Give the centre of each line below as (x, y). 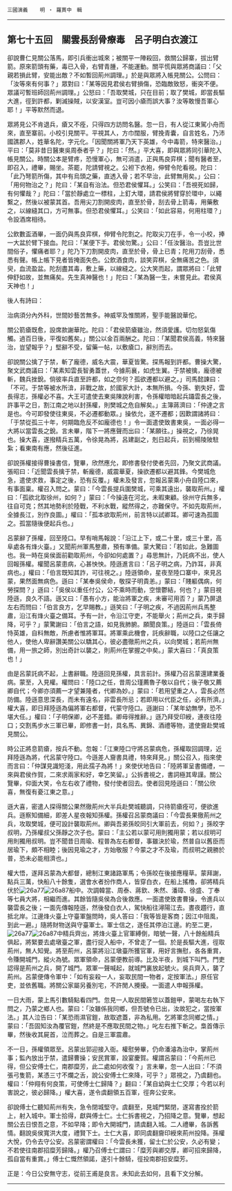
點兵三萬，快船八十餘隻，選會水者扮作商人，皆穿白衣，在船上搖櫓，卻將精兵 (116, 882)
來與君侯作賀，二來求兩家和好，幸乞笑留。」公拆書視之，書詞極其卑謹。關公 (115, 774)
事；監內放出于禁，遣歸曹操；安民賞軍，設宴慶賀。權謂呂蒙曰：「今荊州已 (112, 1058)
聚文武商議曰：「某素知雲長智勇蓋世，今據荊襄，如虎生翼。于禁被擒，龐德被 (115, 370)
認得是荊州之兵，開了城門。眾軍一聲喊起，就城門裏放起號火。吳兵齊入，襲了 (116, 968)
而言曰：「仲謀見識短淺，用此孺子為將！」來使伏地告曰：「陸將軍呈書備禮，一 (116, 765)
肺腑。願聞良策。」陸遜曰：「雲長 (170, 624)
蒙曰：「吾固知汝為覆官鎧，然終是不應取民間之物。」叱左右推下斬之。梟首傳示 (116, 1026)
